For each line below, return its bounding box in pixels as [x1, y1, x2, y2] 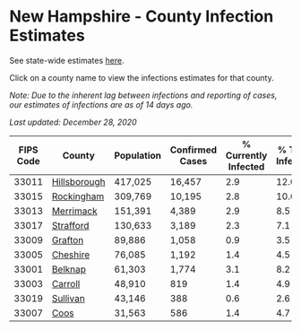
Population [114, 149, 161, 161]
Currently [225, 149, 268, 161]
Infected [228, 160, 265, 172]
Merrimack [51, 205, 98, 217]
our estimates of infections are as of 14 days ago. [9, 99, 193, 109]
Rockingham [51, 190, 105, 203]
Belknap [51, 263, 87, 275]
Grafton [51, 233, 84, 246]
